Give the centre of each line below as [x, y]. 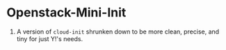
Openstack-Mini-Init [66, 13]
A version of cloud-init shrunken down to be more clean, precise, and [118, 32]
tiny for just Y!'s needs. [50, 38]
